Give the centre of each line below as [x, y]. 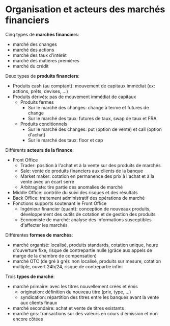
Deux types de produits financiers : [42, 76]
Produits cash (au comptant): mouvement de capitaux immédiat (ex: [84, 86]
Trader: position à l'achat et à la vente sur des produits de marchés [91, 165]
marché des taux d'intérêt [40, 55]
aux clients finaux [39, 302]
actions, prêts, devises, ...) [40, 91]
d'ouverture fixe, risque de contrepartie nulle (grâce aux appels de [82, 250]
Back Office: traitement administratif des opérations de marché [79, 198]
